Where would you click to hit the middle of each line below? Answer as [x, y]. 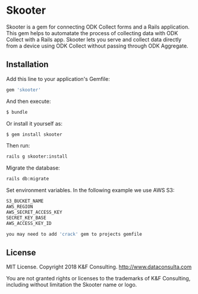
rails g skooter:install [37, 157]
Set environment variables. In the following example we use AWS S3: [90, 190]
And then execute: [29, 101]
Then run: [18, 146]
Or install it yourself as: [34, 123]
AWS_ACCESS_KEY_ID [29, 223]
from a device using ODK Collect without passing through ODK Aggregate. [97, 46]
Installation [27, 65]
